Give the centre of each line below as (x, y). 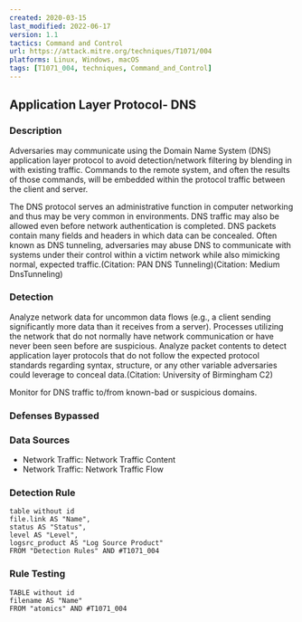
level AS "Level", (44, 535)
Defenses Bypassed (54, 416)
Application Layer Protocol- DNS (103, 105)
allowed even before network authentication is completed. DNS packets (143, 225)
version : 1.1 (34, 34)
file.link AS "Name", (50, 520)
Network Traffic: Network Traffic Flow (93, 469)
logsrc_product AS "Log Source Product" (87, 543)
